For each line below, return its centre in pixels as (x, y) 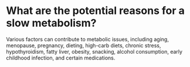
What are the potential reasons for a (95, 11)
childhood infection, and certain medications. (61, 58)
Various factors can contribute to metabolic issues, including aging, (87, 39)
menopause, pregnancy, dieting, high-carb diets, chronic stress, (84, 45)
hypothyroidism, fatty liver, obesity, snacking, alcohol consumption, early (94, 51)
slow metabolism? (51, 23)
